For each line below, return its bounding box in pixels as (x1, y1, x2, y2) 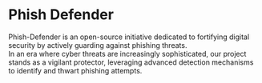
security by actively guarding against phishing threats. (8, 40, 187, 49)
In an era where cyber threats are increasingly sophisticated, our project (8, 49, 247, 58)
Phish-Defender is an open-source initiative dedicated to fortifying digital (8, 32, 250, 41)
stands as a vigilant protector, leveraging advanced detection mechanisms (8, 57, 254, 67)
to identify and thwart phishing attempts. (8, 65, 143, 75)
